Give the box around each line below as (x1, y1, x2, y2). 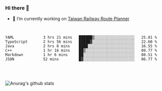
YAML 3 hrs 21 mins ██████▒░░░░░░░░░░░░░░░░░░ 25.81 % (5, 35, 157, 40)
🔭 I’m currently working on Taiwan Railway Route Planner (12, 16, 130, 22)
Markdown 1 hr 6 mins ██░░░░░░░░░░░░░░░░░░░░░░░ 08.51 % (5, 52, 157, 58)
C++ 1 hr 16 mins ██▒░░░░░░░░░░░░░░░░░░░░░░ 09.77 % (5, 48, 157, 53)
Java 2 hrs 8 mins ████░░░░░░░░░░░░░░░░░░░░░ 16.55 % (5, 44, 157, 49)
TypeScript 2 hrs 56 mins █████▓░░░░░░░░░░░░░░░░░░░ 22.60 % (5, 39, 157, 44)
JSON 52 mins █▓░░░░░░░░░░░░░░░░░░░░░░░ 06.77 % (5, 57, 157, 62)
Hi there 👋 (5, 4, 30, 11)
